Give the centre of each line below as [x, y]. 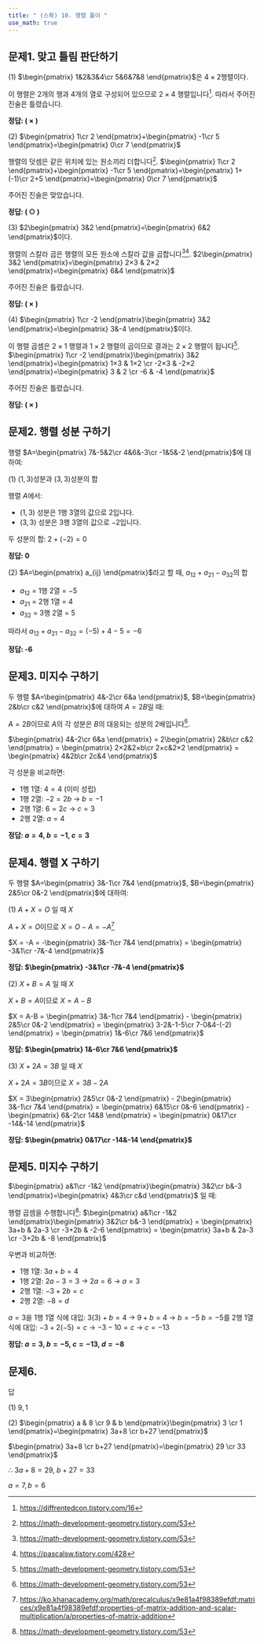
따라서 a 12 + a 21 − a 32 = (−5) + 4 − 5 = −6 [75, 632]
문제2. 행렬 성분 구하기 [60, 432]
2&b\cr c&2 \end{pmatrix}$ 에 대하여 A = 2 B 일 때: [86, 706]
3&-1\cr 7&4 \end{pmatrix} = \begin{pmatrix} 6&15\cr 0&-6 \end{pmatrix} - [129, 1106]
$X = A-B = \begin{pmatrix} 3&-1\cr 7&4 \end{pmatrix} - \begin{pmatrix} [125, 1016]
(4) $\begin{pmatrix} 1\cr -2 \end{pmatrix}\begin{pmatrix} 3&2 [109, 320]
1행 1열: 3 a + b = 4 [49, 1272]
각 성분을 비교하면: [37, 772]
